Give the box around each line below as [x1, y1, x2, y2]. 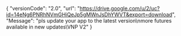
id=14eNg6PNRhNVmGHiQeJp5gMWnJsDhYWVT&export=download [6, 11, 172, 18]
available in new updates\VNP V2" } [6, 23, 92, 30]
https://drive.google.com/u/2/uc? [79, 5, 160, 12]
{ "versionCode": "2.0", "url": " [6, 5, 81, 12]
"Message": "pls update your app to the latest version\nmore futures [6, 17, 172, 24]
